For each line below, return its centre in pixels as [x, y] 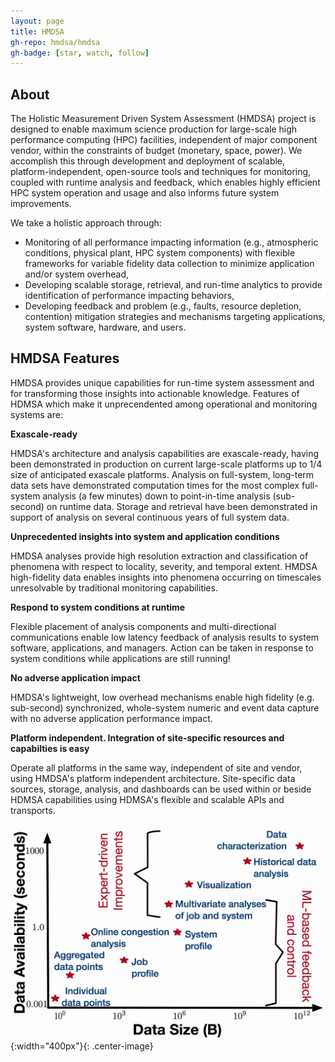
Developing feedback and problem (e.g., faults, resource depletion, [163, 306]
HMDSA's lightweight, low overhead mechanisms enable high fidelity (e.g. [162, 697]
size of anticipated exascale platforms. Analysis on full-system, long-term [162, 474]
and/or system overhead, [77, 274]
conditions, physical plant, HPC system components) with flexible [160, 253]
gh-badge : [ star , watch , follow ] [80, 53]
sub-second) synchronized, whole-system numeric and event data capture [165, 707]
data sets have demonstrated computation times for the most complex [155, 485]
